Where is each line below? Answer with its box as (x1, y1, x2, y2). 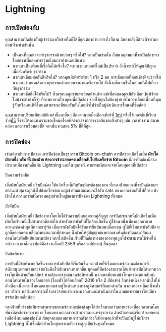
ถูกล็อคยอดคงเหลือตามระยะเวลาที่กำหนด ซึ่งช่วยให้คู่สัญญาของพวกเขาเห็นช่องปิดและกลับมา (5, 229, 151, 235)
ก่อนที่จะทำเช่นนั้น (5, 42, 34, 48)
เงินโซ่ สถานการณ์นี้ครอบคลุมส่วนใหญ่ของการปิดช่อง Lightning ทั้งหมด (5, 193, 123, 199)
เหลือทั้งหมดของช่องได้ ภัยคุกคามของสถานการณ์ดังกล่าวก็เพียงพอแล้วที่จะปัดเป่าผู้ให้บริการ (5, 315, 150, 321)
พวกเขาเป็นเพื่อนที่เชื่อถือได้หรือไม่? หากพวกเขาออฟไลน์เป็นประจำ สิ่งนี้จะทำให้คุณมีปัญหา (12, 63, 157, 69)
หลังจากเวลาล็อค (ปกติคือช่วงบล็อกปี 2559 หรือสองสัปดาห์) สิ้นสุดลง (5, 240, 117, 246)
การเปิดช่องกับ (5, 23, 40, 32)
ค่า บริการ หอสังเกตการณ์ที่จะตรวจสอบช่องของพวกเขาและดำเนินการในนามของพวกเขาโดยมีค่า (5, 288, 156, 294)
